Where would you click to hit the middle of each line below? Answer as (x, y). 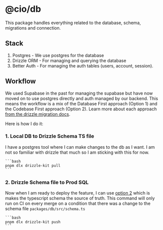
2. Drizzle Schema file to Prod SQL (47, 182)
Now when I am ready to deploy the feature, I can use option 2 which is (78, 193)
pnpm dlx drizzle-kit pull (33, 165)
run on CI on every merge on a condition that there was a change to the (78, 203)
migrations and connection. (33, 28)
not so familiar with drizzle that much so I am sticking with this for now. (77, 152)
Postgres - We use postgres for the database (58, 55)
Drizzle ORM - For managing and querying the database (69, 61)
